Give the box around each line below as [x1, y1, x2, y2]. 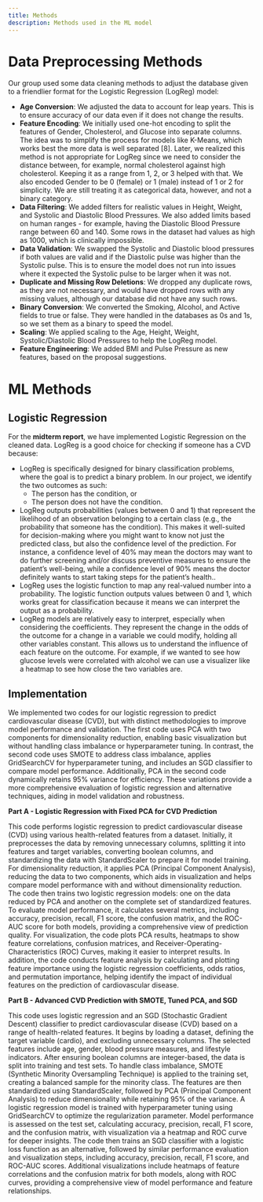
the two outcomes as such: [19, 481, 108, 490]
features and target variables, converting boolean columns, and [8, 847, 214, 856]
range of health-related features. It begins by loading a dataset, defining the [8, 1028, 254, 1037]
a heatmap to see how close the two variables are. [19, 665, 183, 674]
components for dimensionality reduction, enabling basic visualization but [8, 733, 247, 742]
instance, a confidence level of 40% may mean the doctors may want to [19, 548, 253, 557]
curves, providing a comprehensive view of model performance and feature [8, 1178, 253, 1187]
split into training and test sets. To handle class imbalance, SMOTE [8, 1061, 224, 1071]
